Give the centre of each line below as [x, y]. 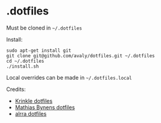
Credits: [16, 89]
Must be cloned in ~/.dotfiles [44, 28]
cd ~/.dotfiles [25, 61]
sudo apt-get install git [39, 50]
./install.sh [23, 66]
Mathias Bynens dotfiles [45, 107]
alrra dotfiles [31, 113]
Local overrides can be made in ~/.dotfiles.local [69, 77]
